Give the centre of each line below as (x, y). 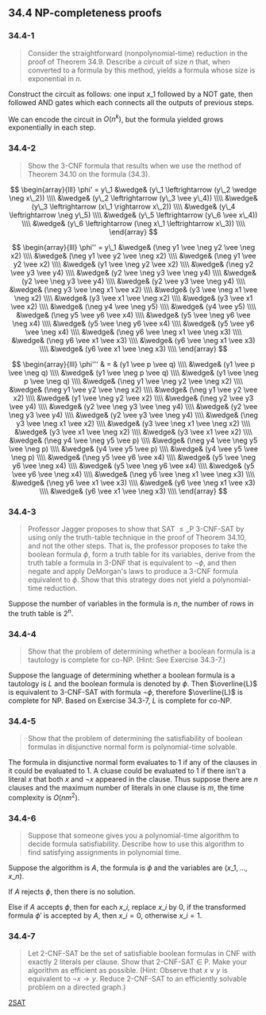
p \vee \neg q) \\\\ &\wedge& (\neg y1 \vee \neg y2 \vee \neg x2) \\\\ (133, 381)
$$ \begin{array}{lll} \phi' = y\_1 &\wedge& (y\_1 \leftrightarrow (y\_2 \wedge (133, 189)
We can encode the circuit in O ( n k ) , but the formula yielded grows (116, 119)
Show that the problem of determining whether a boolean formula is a (141, 651)
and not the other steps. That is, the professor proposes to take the (137, 545)
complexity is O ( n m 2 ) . (44, 797)
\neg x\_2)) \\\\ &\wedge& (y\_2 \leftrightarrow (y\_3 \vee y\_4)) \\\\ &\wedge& (133, 197)
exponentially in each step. (52, 127)
